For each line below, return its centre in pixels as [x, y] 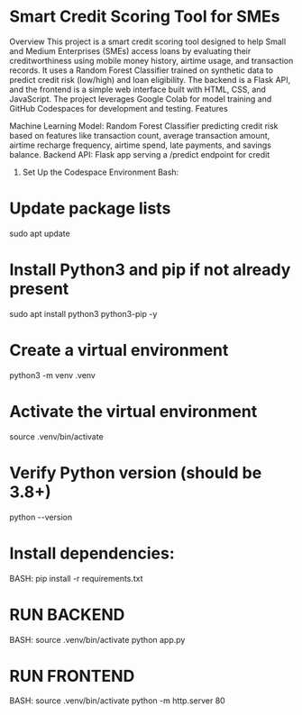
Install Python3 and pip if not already [150, 270]
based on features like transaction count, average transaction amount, [140, 135]
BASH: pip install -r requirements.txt [76, 578]
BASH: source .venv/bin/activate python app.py [97, 639]
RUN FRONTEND [72, 676]
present [39, 289]
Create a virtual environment [119, 350]
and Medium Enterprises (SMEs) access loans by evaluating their [130, 50]
